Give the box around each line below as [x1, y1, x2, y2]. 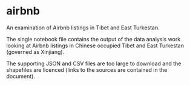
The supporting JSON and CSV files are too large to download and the [6, 60, 182, 67]
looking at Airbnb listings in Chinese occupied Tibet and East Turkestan [6, 42, 185, 49]
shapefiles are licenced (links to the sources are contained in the [6, 66, 168, 73]
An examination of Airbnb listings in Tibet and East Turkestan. [6, 24, 160, 31]
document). [6, 72, 35, 80]
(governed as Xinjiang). [6, 48, 65, 55]
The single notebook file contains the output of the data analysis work [6, 35, 181, 42]
